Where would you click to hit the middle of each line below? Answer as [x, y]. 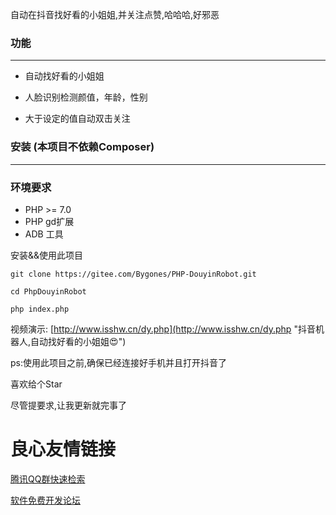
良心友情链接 [63, 449]
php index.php [40, 309]
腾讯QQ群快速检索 [48, 479]
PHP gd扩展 [49, 221]
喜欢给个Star [36, 384]
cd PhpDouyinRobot [48, 291]
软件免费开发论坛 [45, 500]
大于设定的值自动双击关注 [77, 119]
